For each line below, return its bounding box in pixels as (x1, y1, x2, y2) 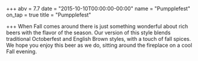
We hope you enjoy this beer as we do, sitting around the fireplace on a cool (6, 41, 193, 49)
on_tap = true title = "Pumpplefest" (6, 11, 91, 18)
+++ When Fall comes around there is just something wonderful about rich (6, 23, 189, 30)
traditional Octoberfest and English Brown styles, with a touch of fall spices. (6, 36, 191, 42)
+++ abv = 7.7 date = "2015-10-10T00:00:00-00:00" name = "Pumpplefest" (6, 5, 191, 12)
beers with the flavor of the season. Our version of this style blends (6, 29, 171, 36)
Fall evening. (6, 48, 37, 55)
